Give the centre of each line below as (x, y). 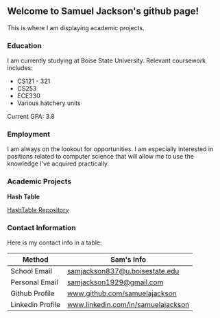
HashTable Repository (38, 209)
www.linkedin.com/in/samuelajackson (129, 305)
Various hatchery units (49, 103)
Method (36, 259)
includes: (20, 68)
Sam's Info (129, 259)
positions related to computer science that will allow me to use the (100, 157)
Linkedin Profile (36, 305)
